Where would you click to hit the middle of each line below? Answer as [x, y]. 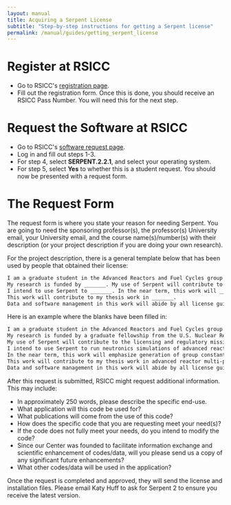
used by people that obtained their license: [68, 266]
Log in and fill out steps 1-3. [56, 155]
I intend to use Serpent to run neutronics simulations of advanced [107, 349]
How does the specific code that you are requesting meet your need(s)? [119, 423]
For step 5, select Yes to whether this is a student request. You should [116, 169]
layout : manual [29, 13]
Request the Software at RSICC [97, 128]
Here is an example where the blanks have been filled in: [87, 317]
